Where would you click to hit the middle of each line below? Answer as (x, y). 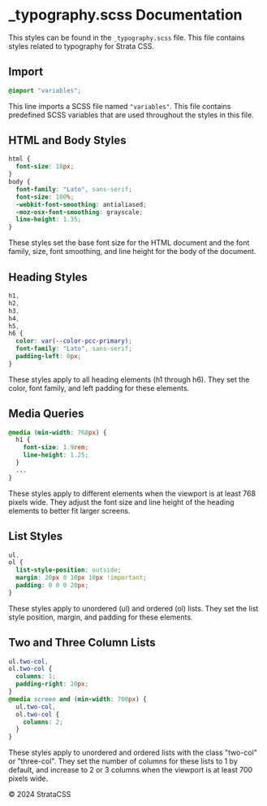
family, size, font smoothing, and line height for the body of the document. (132, 252)
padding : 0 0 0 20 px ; (52, 585)
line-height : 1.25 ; (56, 455)
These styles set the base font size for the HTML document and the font (129, 243)
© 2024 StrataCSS (40, 795)
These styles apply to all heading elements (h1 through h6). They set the (129, 379)
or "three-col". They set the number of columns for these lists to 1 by (123, 761)
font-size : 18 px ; (45, 167)
